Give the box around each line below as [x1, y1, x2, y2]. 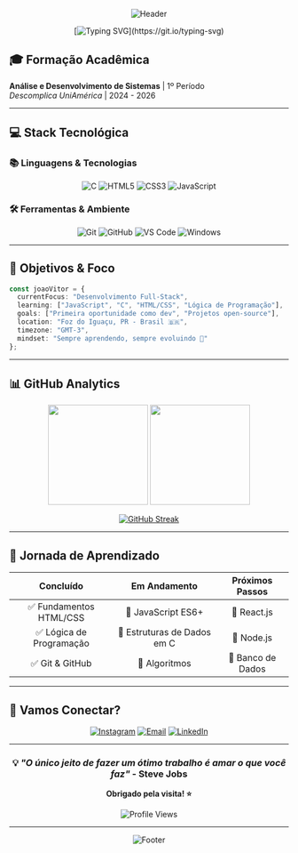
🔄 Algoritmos [137, 657, 192, 670]
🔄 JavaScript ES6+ [125, 606, 204, 618]
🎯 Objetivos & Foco [9, 261, 115, 276]
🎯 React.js [231, 606, 273, 618]
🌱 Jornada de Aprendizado [9, 548, 160, 563]
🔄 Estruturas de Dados [117, 626, 211, 639]
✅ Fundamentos [27, 600, 95, 613]
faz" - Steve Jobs [110, 768, 188, 780]
